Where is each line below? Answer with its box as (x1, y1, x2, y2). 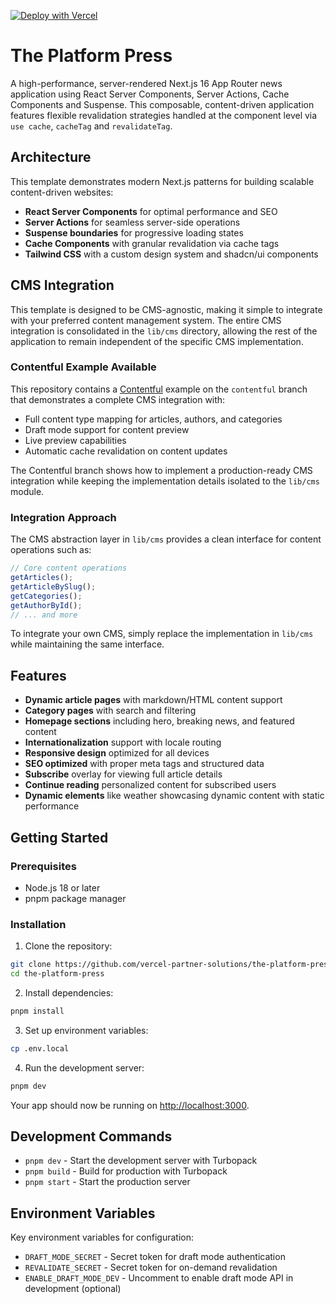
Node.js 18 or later (24, 881, 101, 894)
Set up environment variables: (24, 1024, 149, 1036)
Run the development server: (24, 1061, 145, 1074)
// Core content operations (10, 563, 128, 574)
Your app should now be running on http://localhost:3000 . (10, 1099, 250, 1111)
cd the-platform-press (10, 969, 105, 979)
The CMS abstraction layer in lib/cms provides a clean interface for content (10, 533, 322, 545)
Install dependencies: (24, 986, 114, 999)
